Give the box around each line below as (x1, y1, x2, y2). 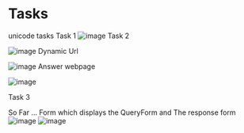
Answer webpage (38, 61, 96, 71)
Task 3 (8, 92, 30, 101)
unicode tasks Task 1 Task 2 (8, 31, 130, 40)
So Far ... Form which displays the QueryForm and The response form (8, 108, 236, 117)
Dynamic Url (38, 46, 79, 55)
